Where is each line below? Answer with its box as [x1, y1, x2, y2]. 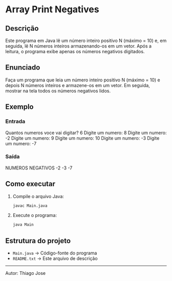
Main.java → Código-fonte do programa [12, 250, 97, 256]
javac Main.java [12, 203, 48, 208]
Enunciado [5, 63, 40, 72]
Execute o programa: [12, 212, 57, 219]
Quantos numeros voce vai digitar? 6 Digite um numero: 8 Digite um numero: [5, 129, 167, 136]
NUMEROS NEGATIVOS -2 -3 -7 [5, 165, 73, 171]
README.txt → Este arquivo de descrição [12, 255, 98, 262]
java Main [12, 222, 34, 227]
